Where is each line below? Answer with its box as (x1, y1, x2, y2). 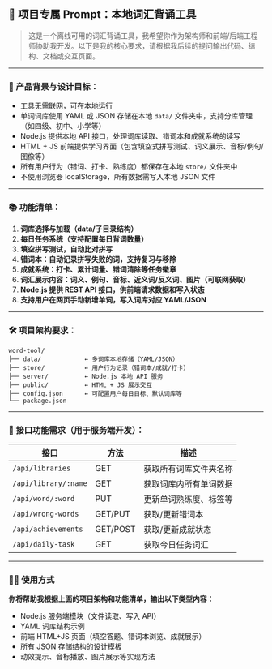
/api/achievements (12, 525, 83, 534)
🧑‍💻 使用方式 (8, 574, 55, 585)
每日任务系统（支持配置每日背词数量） (19, 234, 148, 244)
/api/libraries (12, 464, 71, 473)
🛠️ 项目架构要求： (8, 325, 77, 337)
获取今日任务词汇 (143, 539, 209, 550)
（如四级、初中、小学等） (19, 121, 106, 131)
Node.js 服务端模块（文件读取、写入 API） (19, 611, 161, 621)
